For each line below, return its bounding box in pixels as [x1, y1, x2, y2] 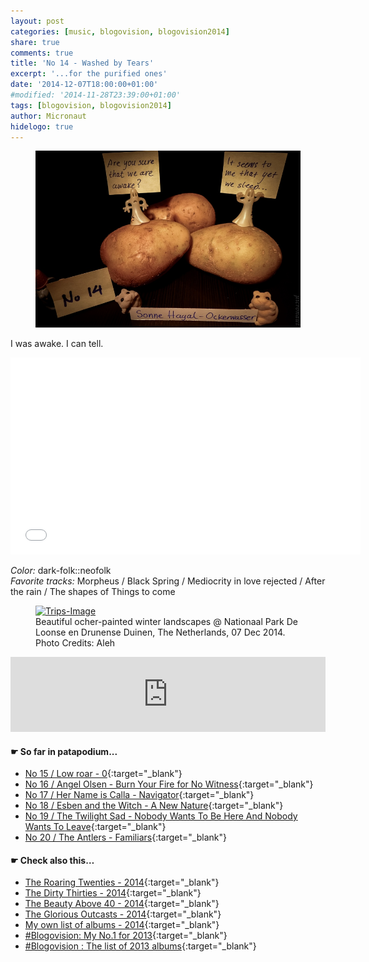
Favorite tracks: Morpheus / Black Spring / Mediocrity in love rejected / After [10, 575, 326, 587]
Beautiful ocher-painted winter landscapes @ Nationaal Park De [35, 616, 298, 628]
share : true [10, 37, 60, 47]
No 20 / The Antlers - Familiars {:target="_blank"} [24, 831, 227, 844]
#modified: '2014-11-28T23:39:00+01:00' [10, 90, 182, 100]
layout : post [10, 16, 65, 26]
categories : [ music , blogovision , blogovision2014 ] [10, 26, 230, 37]
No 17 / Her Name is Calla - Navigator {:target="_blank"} [24, 789, 255, 801]
